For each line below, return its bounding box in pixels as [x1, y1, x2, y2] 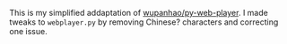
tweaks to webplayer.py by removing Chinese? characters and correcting [9, 17, 279, 27]
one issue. [9, 26, 48, 36]
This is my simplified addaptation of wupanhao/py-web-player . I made [9, 8, 269, 18]
